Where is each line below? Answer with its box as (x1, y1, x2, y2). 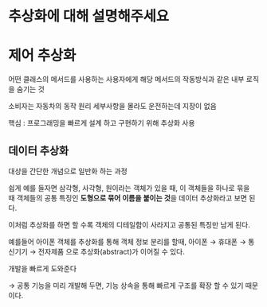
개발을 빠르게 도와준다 (8, 263, 77, 273)
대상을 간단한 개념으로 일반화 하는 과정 (8, 166, 128, 176)
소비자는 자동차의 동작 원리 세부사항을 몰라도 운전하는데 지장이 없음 (8, 101, 217, 111)
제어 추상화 (8, 47, 77, 64)
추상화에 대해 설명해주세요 (8, 7, 170, 25)
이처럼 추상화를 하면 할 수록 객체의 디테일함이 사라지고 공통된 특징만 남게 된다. (8, 220, 251, 229)
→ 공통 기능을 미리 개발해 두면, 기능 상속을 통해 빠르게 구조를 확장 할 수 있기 (8, 280, 244, 290)
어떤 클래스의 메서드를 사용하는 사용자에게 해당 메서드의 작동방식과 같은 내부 (8, 75, 245, 84)
